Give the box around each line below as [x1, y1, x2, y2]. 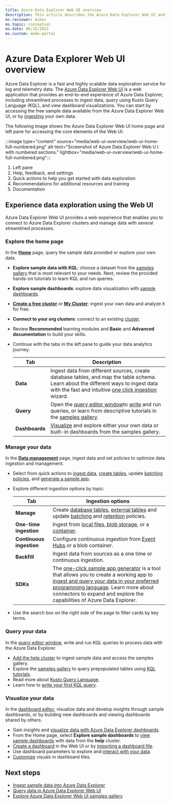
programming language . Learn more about [52, 584, 154, 591]
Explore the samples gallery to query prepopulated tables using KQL [12, 666, 156, 672]
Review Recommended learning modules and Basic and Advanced [12, 326, 154, 332]
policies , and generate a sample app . [12, 476, 91, 482]
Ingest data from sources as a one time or [52, 550, 153, 558]
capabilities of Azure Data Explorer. [52, 597, 137, 604]
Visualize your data [5, 695, 54, 702]
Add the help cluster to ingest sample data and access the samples [12, 655, 154, 661]
